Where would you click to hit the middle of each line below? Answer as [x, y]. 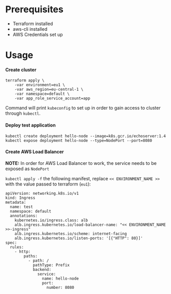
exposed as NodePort [27, 169]
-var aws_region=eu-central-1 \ [49, 90]
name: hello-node [60, 278]
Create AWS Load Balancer [35, 152]
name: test [22, 207]
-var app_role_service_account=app [52, 98]
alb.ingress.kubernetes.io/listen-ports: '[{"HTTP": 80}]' [79, 238]
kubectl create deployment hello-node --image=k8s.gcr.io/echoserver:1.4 [86, 136]
